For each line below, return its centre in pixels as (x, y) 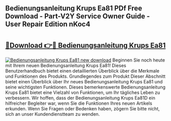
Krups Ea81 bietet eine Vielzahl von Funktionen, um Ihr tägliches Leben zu (83, 93)
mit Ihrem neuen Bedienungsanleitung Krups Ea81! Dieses (66, 65)
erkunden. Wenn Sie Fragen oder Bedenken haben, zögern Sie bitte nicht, (83, 109)
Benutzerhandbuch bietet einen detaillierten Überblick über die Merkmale (82, 71)
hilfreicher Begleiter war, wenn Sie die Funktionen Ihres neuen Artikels (79, 103)
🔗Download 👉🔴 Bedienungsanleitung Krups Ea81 (85, 45)
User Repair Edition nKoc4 (48, 24)
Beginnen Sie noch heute (139, 60)
